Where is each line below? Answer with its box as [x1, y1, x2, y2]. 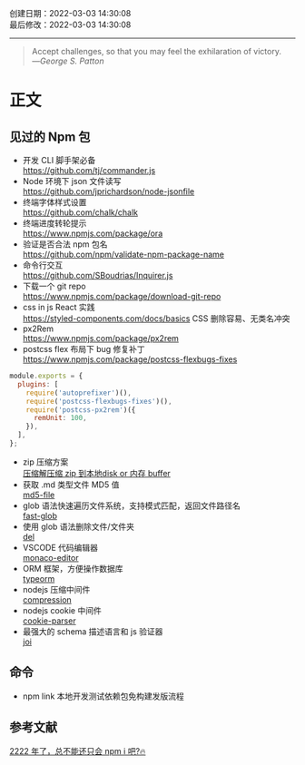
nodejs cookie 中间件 [22, 604, 102, 615]
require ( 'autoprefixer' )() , [25, 388, 132, 397]
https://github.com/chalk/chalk [22, 207, 139, 218]
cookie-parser [22, 615, 76, 626]
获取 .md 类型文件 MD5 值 [22, 479, 120, 490]
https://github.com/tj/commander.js [22, 165, 156, 175]
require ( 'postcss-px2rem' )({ [25, 405, 136, 415]
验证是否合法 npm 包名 [22, 239, 108, 250]
